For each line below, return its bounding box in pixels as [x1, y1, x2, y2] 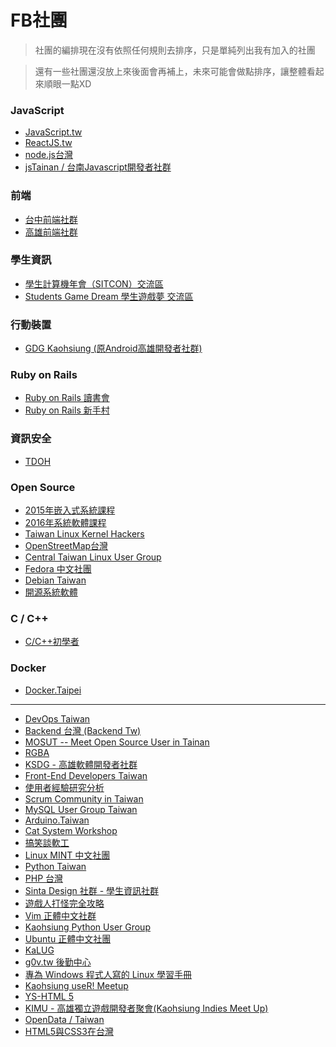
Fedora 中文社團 [24, 563, 92, 575]
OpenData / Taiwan [24, 1013, 105, 1025]
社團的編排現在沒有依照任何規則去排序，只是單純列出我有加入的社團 [34, 44, 316, 56]
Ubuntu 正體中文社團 [24, 932, 112, 945]
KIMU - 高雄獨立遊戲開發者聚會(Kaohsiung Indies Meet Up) [24, 1002, 269, 1014]
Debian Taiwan [24, 574, 87, 586]
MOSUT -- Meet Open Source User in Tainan [24, 736, 210, 748]
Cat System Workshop [24, 824, 118, 836]
